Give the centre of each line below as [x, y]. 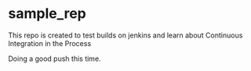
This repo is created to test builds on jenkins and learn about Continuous [125, 35]
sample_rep [47, 14]
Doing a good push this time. [55, 59]
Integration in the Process [50, 43]
